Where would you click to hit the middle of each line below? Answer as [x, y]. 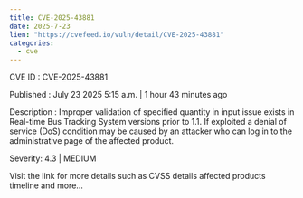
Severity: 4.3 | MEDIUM [53, 158]
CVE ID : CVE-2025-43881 [59, 77]
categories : [32, 43]
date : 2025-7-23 [40, 26]
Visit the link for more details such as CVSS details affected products [137, 176]
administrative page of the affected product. [92, 141]
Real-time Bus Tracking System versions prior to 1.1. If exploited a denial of [148, 122]
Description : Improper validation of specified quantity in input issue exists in [152, 112]
